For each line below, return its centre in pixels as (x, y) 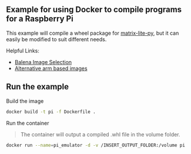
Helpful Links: (23, 51)
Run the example (38, 87)
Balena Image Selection (43, 62)
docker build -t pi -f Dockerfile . (51, 112)
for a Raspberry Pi (40, 19)
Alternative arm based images (51, 68)
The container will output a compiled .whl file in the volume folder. (100, 134)
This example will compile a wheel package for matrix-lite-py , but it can (93, 33)
